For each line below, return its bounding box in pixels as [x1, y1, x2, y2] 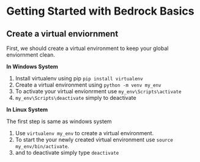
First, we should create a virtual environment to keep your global [6, 44, 169, 52]
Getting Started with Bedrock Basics [6, 4, 194, 18]
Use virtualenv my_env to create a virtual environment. [15, 130, 154, 136]
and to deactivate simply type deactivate [15, 149, 119, 156]
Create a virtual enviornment [6, 29, 119, 39]
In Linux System [6, 106, 48, 113]
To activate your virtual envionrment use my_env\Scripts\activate [15, 88, 182, 95]
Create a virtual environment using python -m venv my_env [15, 81, 161, 88]
